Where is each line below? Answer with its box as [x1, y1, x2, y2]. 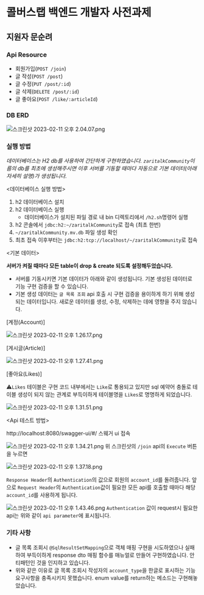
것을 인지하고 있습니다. [36, 558, 90, 566]
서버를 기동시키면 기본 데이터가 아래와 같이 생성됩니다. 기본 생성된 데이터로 [15, 275, 193, 283]
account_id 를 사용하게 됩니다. [6, 491, 78, 499]
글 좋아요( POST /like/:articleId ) [15, 95, 98, 102]
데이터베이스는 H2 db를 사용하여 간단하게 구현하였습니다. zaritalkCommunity [6, 157, 190, 164]
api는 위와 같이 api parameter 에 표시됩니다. [6, 512, 111, 519]
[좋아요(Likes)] [6, 370, 43, 378]
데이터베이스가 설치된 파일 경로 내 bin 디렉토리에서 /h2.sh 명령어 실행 [24, 214, 189, 221]
